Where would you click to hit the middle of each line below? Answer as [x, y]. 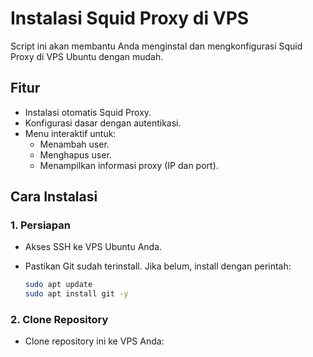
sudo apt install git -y [76, 294]
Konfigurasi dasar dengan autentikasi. [103, 123]
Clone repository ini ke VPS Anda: [94, 341]
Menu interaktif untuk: [70, 133]
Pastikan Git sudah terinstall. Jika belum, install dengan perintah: [158, 266]
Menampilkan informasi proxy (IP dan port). [129, 165]
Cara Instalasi [54, 197]
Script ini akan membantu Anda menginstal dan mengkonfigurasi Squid [156, 46]
